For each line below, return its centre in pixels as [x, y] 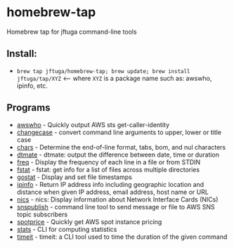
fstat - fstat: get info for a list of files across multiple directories [108, 169]
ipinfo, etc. [32, 86]
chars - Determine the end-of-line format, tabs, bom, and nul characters [121, 147]
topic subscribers [42, 214]
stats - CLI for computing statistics [67, 229]
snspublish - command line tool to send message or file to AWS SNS [116, 207]
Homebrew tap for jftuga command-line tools [72, 32]
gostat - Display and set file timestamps [74, 177]
